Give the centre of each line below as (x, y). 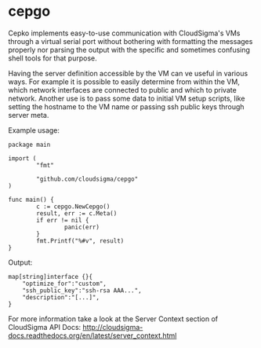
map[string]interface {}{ (50, 277)
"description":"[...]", (61, 297)
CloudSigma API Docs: (45, 327)
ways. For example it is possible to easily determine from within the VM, (124, 82)
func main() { (31, 200)
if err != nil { (63, 220)
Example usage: (34, 130)
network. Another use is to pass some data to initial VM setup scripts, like (127, 98)
